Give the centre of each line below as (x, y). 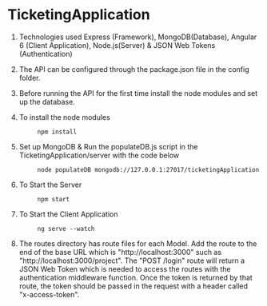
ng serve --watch (66, 229)
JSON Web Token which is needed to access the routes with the (125, 268)
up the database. (47, 101)
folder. (30, 77)
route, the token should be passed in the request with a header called (133, 286)
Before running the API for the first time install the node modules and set (138, 93)
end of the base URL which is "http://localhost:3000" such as (120, 252)
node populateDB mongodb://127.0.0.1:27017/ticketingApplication (148, 169)
